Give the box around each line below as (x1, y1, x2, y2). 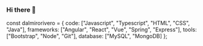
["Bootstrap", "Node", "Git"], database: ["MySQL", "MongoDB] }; (6, 33, 168, 40)
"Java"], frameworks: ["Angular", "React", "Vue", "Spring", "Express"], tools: (6, 26, 197, 33)
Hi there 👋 (6, 6, 37, 14)
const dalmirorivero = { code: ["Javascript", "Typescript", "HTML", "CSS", (6, 20, 190, 27)
